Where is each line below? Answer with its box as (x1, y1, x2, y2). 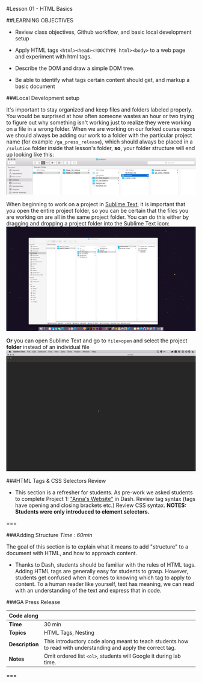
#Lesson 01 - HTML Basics (6, 5, 73, 12)
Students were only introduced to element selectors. (14, 508, 150, 515)
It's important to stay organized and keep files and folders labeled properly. (6, 106, 193, 113)
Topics (8, 629, 26, 637)
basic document (14, 83, 55, 90)
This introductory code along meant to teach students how (44, 637, 189, 644)
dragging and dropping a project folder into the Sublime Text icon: (6, 219, 170, 227)
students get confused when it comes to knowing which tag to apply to (14, 574, 191, 581)
